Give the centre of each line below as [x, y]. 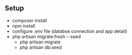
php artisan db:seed [41, 47]
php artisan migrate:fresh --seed [46, 36]
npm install [24, 26]
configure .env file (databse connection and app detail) [70, 31]
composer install [29, 20]
